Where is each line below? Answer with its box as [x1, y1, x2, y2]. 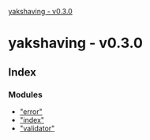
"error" [19, 106, 43, 116]
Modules [8, 89, 43, 100]
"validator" [19, 123, 55, 133]
